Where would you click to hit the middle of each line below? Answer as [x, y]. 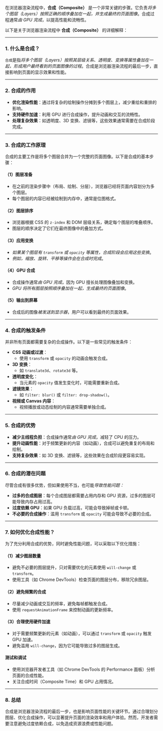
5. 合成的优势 [20, 426]
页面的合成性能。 [29, 675]
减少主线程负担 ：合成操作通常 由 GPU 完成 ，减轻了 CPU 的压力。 [77, 437]
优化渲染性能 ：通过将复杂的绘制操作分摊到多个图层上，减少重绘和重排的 [84, 102]
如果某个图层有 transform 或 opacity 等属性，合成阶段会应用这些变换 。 [83, 252]
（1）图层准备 [19, 174]
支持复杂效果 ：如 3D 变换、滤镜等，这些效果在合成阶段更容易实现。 [80, 455]
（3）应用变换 [19, 240]
